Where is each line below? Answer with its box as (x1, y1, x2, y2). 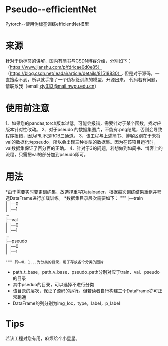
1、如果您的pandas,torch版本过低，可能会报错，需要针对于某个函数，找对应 (5, 120, 162, 126)
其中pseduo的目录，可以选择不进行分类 (12, 281, 94, 287)
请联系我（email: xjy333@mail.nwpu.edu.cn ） (5, 83, 99, 89)
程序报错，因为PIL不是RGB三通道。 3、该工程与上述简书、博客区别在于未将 (5, 132, 161, 139)
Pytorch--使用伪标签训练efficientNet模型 (5, 21, 89, 27)
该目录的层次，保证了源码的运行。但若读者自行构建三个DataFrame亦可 (12, 288, 158, 294)
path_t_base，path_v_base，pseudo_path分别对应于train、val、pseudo (12, 269, 160, 275)
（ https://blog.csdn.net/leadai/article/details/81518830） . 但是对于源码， (5, 70, 155, 76)
